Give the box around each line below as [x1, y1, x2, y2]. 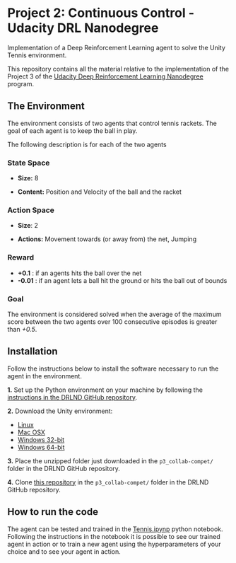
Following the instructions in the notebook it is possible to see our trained [7, 532, 220, 540]
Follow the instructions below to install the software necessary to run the [7, 364, 219, 373]
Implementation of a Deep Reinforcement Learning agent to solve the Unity [7, 43, 226, 52]
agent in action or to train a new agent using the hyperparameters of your [7, 540, 221, 548]
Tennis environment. [7, 51, 67, 59]
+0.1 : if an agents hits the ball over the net [17, 269, 142, 277]
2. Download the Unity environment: [7, 407, 113, 415]
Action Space [7, 205, 55, 215]
